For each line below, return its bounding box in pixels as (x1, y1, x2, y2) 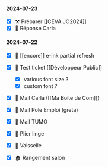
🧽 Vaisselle (14, 142, 42, 149)
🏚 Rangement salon (14, 155, 65, 162)
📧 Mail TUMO (14, 118, 47, 125)
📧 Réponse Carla (14, 24, 56, 32)
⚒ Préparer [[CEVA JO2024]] (14, 18, 87, 25)
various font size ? (23, 75, 69, 83)
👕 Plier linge (14, 130, 45, 137)
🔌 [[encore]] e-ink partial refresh (14, 52, 95, 59)
